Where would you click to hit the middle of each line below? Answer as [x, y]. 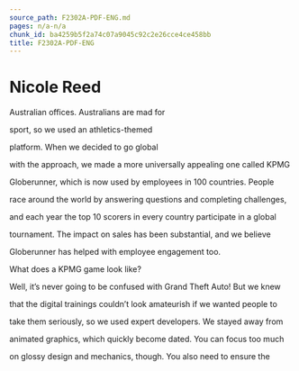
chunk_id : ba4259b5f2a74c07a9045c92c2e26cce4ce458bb [110, 34]
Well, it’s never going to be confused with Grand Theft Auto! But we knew [145, 287]
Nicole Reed [55, 87]
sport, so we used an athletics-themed [81, 130]
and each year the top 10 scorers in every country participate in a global [143, 217]
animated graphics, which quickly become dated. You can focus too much [147, 339]
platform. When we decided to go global [84, 147]
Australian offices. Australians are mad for [87, 113]
